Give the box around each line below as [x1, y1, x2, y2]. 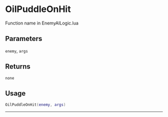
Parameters [5, 34, 42, 43]
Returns [5, 62, 31, 71]
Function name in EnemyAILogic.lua [5, 20, 79, 26]
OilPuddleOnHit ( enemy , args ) [5, 102, 66, 107]
